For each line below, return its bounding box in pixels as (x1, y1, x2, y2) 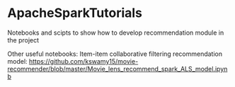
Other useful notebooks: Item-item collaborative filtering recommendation (7, 50, 223, 58)
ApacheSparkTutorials (7, 5, 143, 21)
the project (7, 35, 40, 44)
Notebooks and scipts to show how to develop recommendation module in (7, 28, 224, 37)
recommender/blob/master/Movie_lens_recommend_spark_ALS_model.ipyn (7, 64, 228, 73)
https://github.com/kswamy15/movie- (28, 57, 139, 65)
